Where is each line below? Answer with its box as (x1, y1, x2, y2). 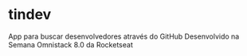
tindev (8, 6, 52, 24)
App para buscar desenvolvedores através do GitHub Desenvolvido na (8, 32, 240, 41)
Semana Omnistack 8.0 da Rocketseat (8, 39, 133, 49)
